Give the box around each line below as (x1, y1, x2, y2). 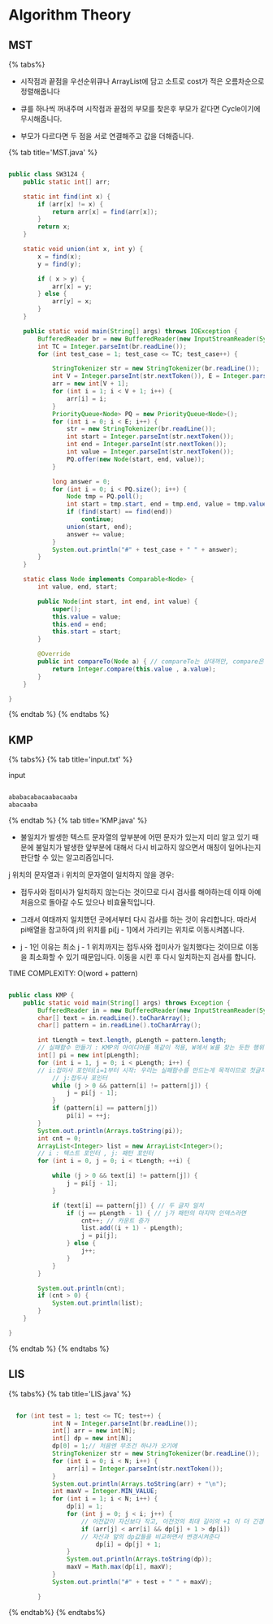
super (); (51, 605, 82, 613)
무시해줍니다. (19, 114, 63, 124)
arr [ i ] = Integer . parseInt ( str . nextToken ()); (66, 1465, 223, 1473)
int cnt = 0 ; (37, 1134, 82, 1143)
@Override (37, 650, 71, 658)
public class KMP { (8, 991, 75, 999)
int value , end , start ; (37, 583, 118, 591)
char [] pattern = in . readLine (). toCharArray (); (37, 1022, 201, 1030)
